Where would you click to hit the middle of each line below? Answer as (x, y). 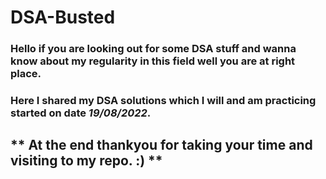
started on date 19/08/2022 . (81, 113)
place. (26, 74)
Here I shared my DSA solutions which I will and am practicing (163, 101)
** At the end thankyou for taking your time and (161, 145)
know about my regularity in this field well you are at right (153, 61)
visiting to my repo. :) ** (86, 161)
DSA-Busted (63, 17)
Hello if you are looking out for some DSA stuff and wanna (153, 49)
